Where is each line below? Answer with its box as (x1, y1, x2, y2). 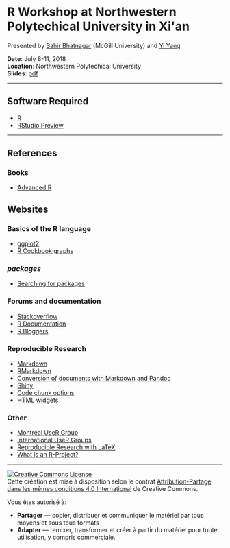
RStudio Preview (16, 121, 64, 129)
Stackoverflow (16, 312, 58, 320)
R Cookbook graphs (16, 247, 74, 255)
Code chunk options (16, 389, 75, 397)
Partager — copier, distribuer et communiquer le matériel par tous (16, 512, 204, 520)
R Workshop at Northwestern (7, 4, 177, 20)
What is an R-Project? (16, 451, 79, 459)
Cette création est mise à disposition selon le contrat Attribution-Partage (7, 477, 212, 486)
